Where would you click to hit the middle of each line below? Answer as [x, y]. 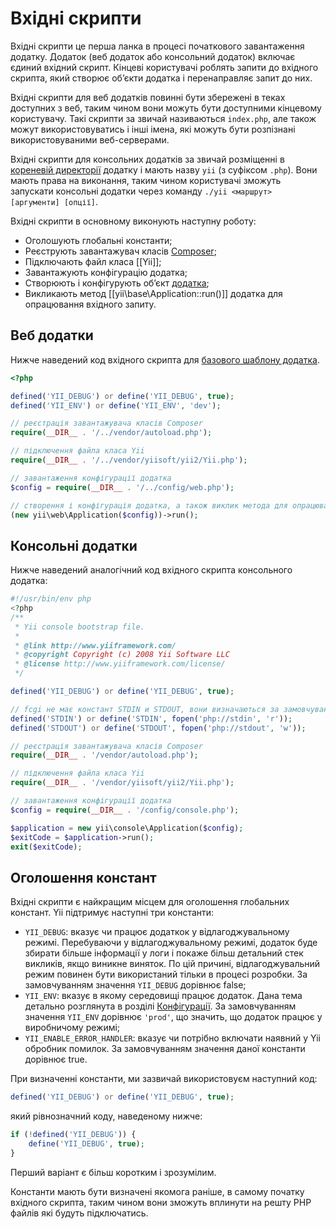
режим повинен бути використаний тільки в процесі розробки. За [166, 974]
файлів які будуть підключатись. [79, 1213]
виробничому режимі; [72, 1028]
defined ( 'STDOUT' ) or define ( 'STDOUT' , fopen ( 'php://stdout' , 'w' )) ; [158, 728]
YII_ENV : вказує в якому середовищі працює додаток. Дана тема [163, 996]
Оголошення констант [83, 877]
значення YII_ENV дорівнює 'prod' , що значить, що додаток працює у [173, 1017]
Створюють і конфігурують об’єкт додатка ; [117, 283]
